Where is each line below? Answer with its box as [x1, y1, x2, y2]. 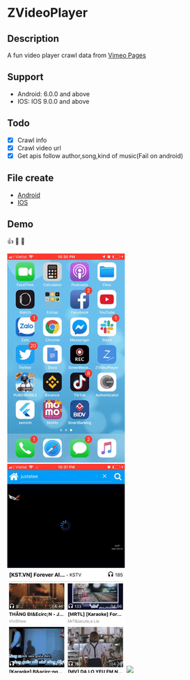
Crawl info [17, 136, 47, 144]
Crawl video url [17, 144, 61, 152]
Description [7, 33, 59, 45]
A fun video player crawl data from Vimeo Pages [7, 51, 146, 59]
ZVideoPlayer [7, 5, 88, 21]
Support [7, 71, 44, 83]
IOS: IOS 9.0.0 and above [17, 97, 90, 105]
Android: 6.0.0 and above [17, 89, 90, 98]
